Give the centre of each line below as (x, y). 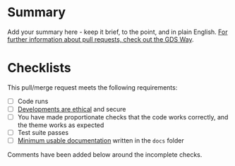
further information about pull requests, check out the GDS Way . (101, 39)
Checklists (40, 68)
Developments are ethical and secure (72, 109)
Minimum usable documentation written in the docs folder (101, 141)
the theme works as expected (61, 125)
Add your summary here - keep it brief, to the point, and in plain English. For (117, 32)
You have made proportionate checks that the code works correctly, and (123, 117)
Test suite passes (43, 133)
